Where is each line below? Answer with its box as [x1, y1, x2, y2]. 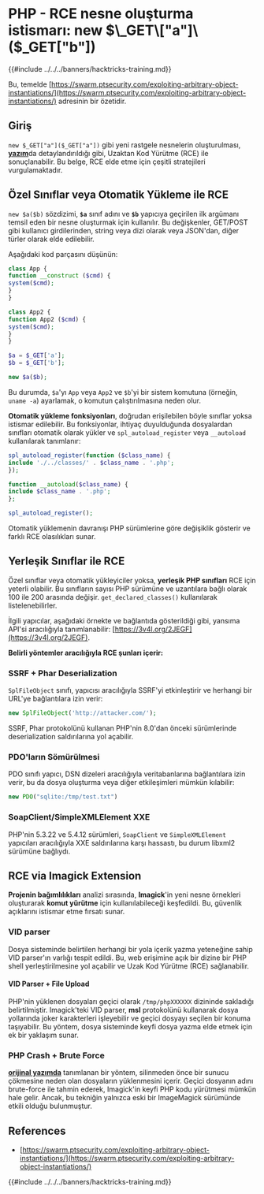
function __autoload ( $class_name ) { [8, 480, 128, 489]
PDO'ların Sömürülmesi [8, 751, 100, 762]
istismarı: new [8, 21, 103, 39]
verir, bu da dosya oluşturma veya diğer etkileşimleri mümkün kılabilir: [8, 778, 235, 787]
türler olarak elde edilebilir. [8, 234, 95, 244]
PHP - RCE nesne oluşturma [8, 5, 194, 23]
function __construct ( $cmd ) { [8, 272, 111, 280]
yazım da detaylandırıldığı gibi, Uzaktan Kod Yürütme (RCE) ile [8, 148, 209, 158]
